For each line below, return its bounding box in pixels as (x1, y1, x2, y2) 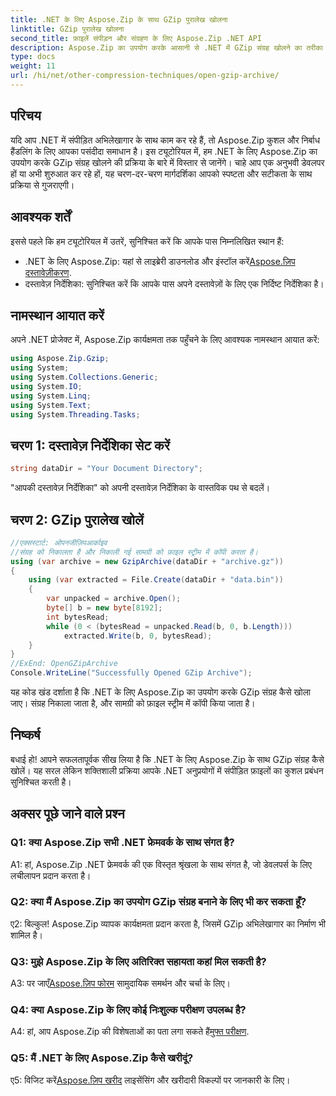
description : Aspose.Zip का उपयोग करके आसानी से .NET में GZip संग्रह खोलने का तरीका (10, 42, 323, 53)
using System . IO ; (10, 381, 83, 391)
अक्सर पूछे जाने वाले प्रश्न (10, 806, 125, 823)
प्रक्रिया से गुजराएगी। (10, 179, 75, 191)
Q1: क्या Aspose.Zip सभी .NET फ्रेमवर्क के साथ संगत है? (10, 836, 235, 850)
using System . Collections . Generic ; (10, 372, 159, 383)
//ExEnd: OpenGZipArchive (10, 659, 118, 669)
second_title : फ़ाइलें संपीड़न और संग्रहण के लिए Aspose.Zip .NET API (10, 33, 262, 43)
